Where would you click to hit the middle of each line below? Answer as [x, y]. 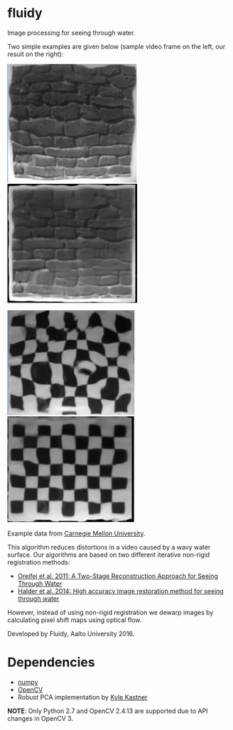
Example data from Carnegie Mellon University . [76, 533]
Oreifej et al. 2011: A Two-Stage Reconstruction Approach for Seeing [118, 576]
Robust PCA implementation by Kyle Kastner [82, 697]
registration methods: [39, 562]
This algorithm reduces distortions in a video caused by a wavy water [109, 547]
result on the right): [36, 54]
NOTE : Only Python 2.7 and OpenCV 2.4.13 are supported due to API [108, 711]
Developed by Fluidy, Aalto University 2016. [71, 633]
